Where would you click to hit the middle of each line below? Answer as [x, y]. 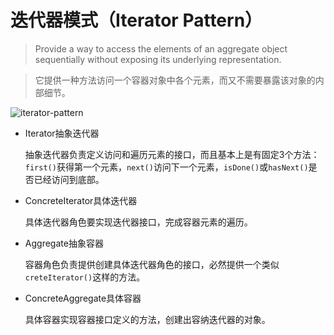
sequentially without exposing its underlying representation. [158, 59]
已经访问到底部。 [69, 179]
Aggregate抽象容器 [64, 243]
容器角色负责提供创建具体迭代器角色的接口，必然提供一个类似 [152, 264]
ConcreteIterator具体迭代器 [81, 200]
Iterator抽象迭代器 [62, 133]
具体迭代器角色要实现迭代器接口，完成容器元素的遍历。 [138, 222]
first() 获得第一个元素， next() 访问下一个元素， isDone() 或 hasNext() [166, 167]
